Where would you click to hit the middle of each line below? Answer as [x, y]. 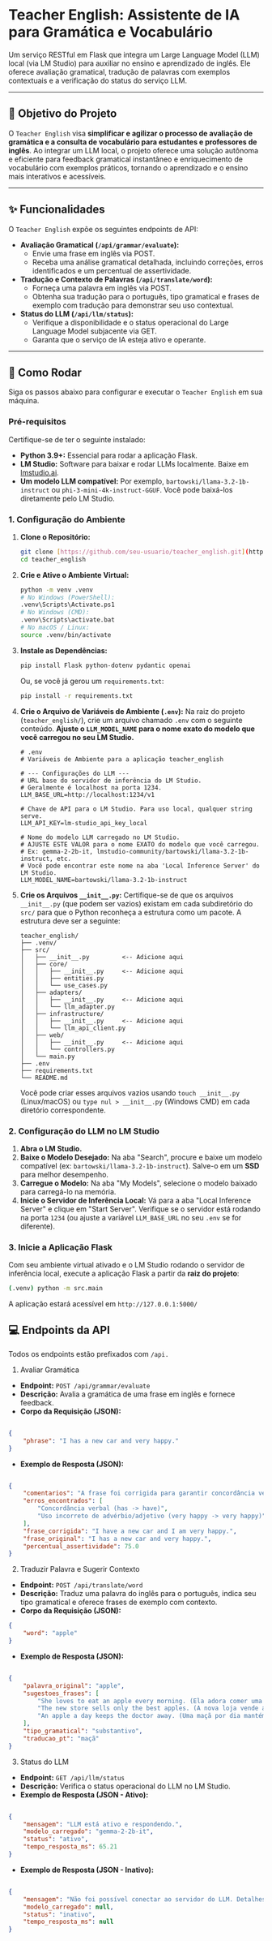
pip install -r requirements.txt [76, 695]
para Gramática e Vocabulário [110, 32]
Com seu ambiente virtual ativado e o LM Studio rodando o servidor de [127, 1265]
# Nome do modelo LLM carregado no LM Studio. [100, 837]
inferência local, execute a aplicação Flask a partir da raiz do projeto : [124, 1274]
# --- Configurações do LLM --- [74, 773]
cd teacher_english [53, 559]
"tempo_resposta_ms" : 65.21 [70, 1847]
